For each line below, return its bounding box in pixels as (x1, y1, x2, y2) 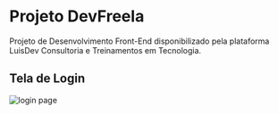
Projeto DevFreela (9, 6, 145, 27)
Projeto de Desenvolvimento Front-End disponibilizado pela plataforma (9, 36, 270, 46)
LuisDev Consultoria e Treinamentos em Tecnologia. (9, 45, 202, 55)
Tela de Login (9, 71, 86, 86)
